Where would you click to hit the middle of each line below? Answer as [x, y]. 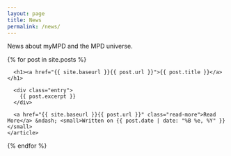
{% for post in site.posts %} [47, 60]
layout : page [26, 14]
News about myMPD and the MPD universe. [70, 46]
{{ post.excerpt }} [48, 97]
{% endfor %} [27, 146]
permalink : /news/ [34, 26]
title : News [24, 20]
